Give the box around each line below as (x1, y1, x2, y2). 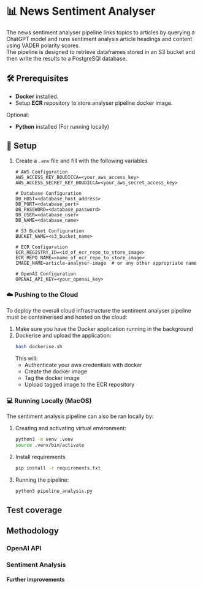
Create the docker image (24, 368, 88, 375)
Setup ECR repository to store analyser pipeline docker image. (15, 99, 173, 107)
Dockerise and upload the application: (15, 332, 112, 339)
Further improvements (6, 576, 65, 583)
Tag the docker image (24, 374, 80, 381)
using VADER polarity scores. (6, 42, 80, 49)
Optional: (6, 111, 29, 118)
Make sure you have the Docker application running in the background (15, 325, 193, 332)
